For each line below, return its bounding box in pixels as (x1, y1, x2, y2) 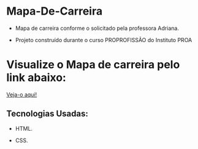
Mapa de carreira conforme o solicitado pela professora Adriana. (15, 24, 180, 32)
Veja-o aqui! (6, 90, 37, 98)
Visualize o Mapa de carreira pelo (6, 58, 180, 71)
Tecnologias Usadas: (6, 109, 89, 119)
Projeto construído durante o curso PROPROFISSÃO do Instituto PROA (15, 36, 192, 43)
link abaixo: (6, 71, 66, 85)
